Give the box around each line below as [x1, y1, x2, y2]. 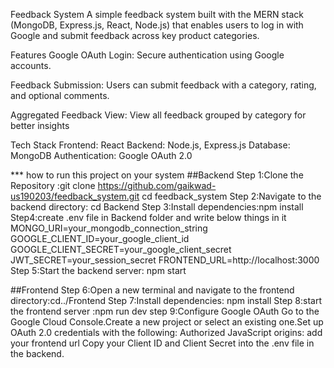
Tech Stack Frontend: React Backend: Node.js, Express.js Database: [10, 139, 291, 151]
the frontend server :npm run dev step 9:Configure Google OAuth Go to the [10, 305, 320, 317]
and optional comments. [10, 90, 110, 101]
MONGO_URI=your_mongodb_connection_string [10, 222, 208, 234]
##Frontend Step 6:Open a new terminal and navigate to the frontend [10, 284, 295, 296]
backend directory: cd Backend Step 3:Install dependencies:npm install [10, 201, 304, 213]
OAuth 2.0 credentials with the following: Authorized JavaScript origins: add [10, 327, 323, 338]
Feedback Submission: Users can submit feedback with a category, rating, [10, 79, 317, 91]
